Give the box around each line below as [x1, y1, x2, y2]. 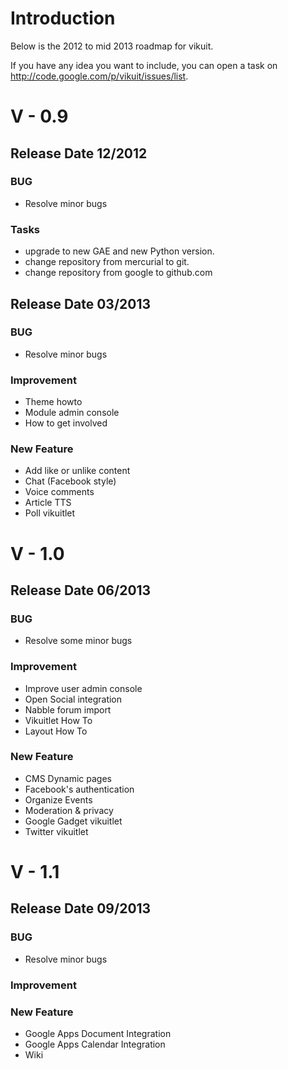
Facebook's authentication [24, 783, 135, 795]
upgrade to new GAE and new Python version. [24, 245, 215, 257]
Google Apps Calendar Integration [24, 1038, 166, 1050]
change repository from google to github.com [24, 267, 213, 279]
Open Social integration [24, 693, 123, 705]
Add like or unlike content [24, 465, 131, 477]
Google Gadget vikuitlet [24, 815, 123, 827]
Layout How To [24, 725, 88, 737]
